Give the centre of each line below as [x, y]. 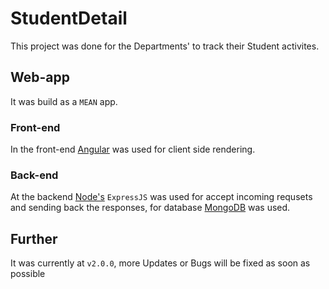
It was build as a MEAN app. [64, 101]
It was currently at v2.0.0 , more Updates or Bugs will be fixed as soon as [160, 263]
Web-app [40, 77]
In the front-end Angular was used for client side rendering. [133, 149]
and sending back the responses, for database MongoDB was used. [150, 208]
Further [34, 238]
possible [28, 274]
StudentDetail [69, 18]
